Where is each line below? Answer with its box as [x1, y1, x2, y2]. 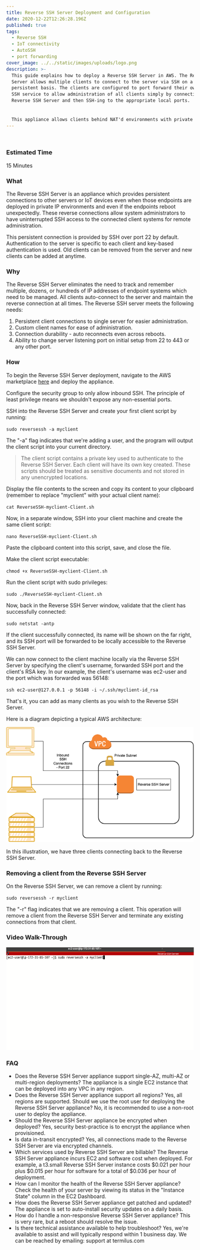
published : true [6, 22, 46, 28]
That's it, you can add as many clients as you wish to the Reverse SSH [6, 697, 179, 704]
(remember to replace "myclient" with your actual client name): [6, 492, 161, 499]
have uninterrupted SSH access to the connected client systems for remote [6, 216, 191, 223]
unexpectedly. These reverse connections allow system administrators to [6, 209, 186, 217]
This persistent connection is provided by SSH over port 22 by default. [6, 234, 179, 241]
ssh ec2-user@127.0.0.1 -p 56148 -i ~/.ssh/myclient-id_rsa [6, 687, 159, 693]
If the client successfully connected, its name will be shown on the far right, [6, 631, 192, 638]
